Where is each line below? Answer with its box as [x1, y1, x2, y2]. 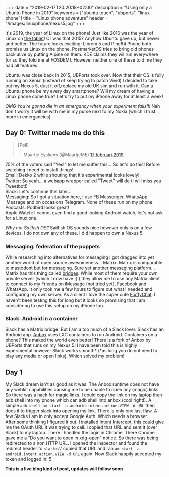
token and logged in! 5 [5, 456, 52, 462]
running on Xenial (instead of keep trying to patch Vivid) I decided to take [5, 78, 157, 83]
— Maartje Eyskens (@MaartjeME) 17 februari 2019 [17, 151, 124, 158]
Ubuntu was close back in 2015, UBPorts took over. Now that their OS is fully [5, 72, 164, 78]
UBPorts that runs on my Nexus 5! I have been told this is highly [5, 342, 138, 348]
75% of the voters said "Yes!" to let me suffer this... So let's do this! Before [5, 161, 160, 167]
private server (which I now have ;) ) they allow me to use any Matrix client [5, 276, 160, 282]
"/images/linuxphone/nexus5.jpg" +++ [5, 20, 85, 26]
